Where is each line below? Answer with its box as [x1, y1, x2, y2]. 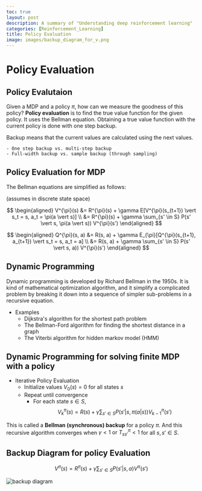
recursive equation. [6, 297, 54, 304]
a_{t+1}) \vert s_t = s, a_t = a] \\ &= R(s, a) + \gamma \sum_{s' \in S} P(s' [12, 237, 191, 245]
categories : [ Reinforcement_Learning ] [6, 25, 104, 32]
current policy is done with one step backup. [6, 122, 118, 129]
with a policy [6, 361, 55, 371]
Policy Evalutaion [6, 87, 73, 97]
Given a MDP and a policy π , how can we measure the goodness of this [6, 103, 184, 110]
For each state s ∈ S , [33, 398, 86, 405]
